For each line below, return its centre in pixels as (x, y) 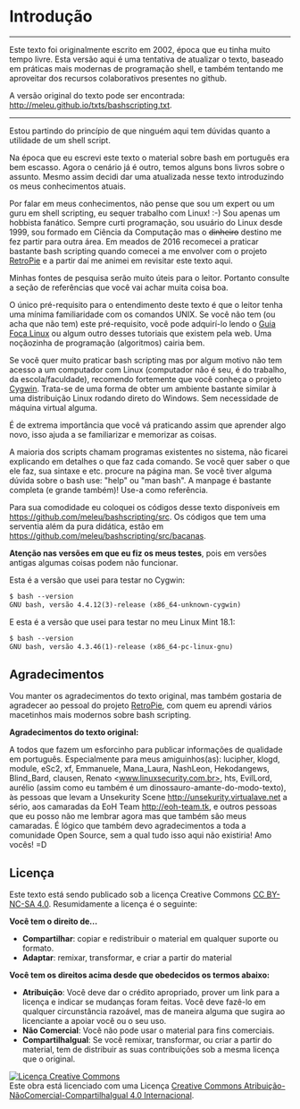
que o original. (49, 1059)
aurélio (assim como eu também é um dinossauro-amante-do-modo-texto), (148, 788)
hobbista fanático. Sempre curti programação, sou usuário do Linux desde (146, 222)
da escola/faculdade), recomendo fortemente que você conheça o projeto (146, 379)
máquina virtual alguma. (54, 407)
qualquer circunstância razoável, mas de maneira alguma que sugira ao (154, 1011)
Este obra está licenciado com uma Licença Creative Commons (126, 1086)
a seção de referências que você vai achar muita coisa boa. (119, 287)
